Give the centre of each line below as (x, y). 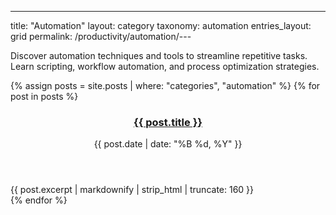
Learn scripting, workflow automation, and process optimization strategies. (165, 66)
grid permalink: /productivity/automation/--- (101, 36)
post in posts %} (44, 96)
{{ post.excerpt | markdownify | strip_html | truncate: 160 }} (132, 190)
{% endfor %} (39, 200)
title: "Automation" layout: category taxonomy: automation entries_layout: (161, 25)
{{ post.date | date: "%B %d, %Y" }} (168, 144)
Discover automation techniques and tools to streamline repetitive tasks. (159, 55)
